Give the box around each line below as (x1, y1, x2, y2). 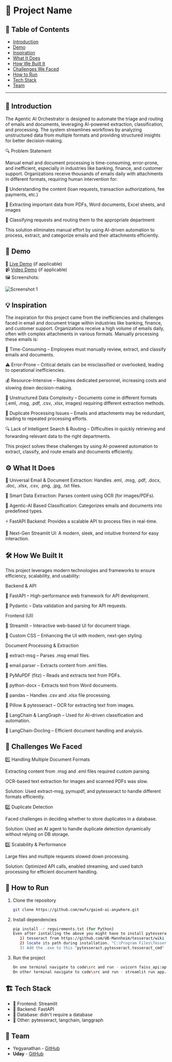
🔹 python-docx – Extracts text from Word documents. (5, 682, 118, 689)
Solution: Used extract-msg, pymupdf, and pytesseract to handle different (5, 788, 161, 794)
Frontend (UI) (5, 613, 34, 619)
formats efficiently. (5, 793, 45, 800)
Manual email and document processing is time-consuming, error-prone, (5, 159, 159, 166)
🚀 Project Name (5, 5, 73, 16)
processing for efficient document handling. (5, 868, 98, 875)
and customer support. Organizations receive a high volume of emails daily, (5, 326, 165, 332)
